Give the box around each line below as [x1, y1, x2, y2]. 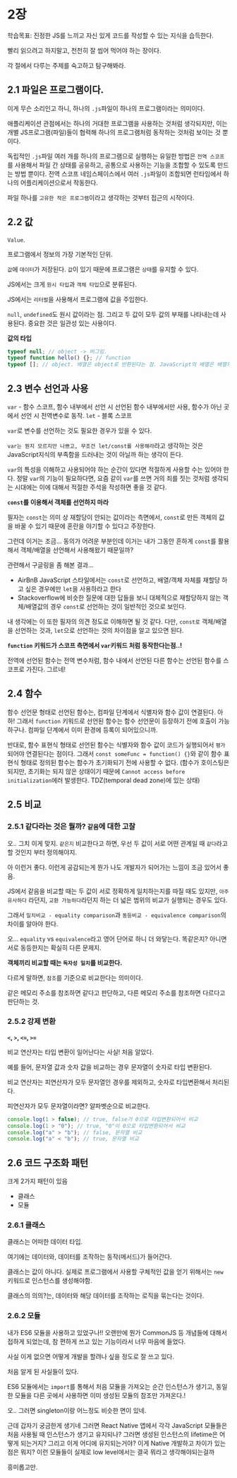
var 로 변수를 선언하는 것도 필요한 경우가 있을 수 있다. [7, 426, 152, 435]
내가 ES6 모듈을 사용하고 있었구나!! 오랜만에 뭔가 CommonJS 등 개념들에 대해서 [7, 1328, 228, 1337]
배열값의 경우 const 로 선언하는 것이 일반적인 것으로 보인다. [25, 603, 187, 610]
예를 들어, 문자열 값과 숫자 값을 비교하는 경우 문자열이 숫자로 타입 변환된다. [7, 1062, 212, 1071]
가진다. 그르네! [25, 665, 66, 673]
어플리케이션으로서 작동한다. [20, 178, 99, 187]
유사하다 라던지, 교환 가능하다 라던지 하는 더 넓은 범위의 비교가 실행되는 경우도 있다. [7, 895, 228, 904]
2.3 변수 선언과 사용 [7, 383, 89, 395]
